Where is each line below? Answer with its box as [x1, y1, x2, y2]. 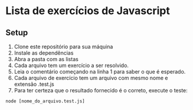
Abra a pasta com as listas [14, 56, 79, 62]
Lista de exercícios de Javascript [5, 4, 171, 18]
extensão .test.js [14, 81, 54, 88]
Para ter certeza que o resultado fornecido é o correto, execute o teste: [14, 87, 188, 94]
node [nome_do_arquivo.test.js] [5, 98, 85, 104]
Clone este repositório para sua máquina [14, 43, 113, 50]
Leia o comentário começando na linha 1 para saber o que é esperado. [14, 68, 186, 75]
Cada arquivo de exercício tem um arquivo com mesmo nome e [14, 75, 169, 81]
